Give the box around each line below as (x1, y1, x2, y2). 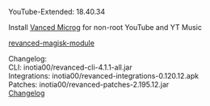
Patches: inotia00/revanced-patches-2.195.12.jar (8, 80, 170, 89)
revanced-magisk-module (8, 38, 95, 48)
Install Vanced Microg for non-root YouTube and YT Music (8, 23, 202, 32)
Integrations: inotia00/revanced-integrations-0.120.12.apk (8, 71, 199, 80)
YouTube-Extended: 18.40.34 (8, 7, 106, 16)
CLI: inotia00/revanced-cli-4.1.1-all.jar (8, 62, 132, 72)
